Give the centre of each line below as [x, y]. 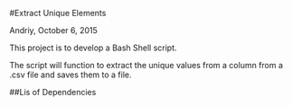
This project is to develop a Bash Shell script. [94, 48]
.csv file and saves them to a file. [71, 75]
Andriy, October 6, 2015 [53, 30]
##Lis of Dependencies [53, 92]
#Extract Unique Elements [58, 13]
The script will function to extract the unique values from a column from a [146, 65]
